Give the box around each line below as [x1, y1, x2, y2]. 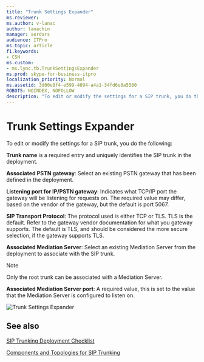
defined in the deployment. [6, 176, 74, 183]
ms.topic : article [6, 43, 53, 49]
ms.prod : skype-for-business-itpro [6, 71, 97, 77]
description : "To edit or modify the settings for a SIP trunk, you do [6, 93, 191, 99]
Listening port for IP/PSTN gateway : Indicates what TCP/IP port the [6, 187, 177, 195]
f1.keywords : [6, 49, 39, 55]
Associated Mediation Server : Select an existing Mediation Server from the [6, 243, 196, 250]
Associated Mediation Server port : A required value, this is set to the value [6, 285, 195, 292]
